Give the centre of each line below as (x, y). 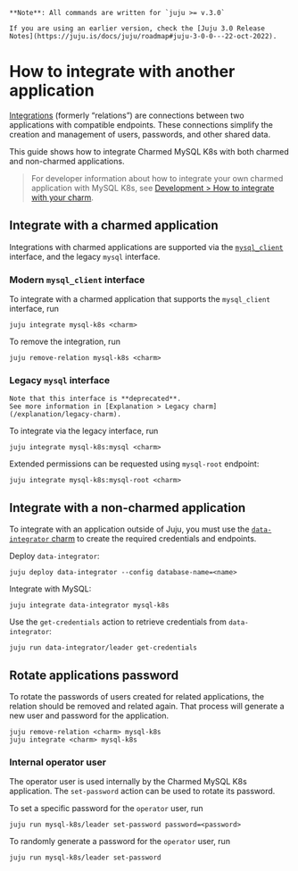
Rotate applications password (94, 675)
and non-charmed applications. (67, 161)
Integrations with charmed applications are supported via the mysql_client (146, 247)
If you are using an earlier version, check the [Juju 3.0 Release (137, 29)
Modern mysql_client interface (77, 280)
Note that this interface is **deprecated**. (95, 399)
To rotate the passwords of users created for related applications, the (137, 696)
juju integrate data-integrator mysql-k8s (89, 606)
